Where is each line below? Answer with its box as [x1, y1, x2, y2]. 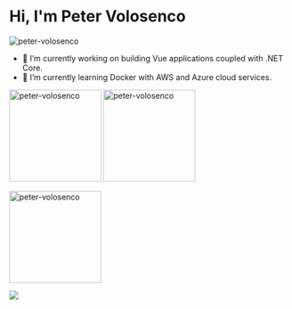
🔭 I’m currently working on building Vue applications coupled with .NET [21, 53, 284, 63]
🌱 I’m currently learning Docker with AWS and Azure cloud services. [21, 71, 272, 82]
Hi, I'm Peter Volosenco [9, 6, 187, 27]
